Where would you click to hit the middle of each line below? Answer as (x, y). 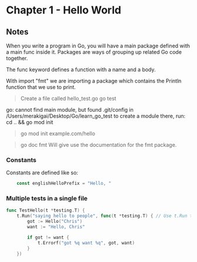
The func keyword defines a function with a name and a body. (81, 70)
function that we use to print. (41, 87)
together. (17, 58)
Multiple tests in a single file (47, 198)
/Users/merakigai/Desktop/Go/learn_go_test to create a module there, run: (96, 116)
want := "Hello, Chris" (56, 227)
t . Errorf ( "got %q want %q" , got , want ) (86, 243)
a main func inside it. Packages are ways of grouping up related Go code (94, 52)
